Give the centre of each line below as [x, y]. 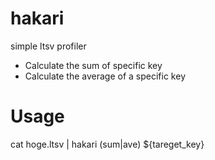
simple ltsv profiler [48, 46]
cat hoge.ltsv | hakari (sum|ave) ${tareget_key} [107, 144]
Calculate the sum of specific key [93, 65]
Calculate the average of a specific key [105, 76]
